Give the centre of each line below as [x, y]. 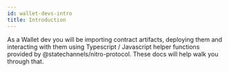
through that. [26, 61]
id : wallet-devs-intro [40, 13]
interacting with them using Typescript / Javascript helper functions [103, 47]
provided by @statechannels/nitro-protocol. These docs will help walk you [113, 54]
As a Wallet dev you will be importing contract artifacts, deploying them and [115, 39]
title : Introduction [37, 20]
